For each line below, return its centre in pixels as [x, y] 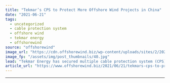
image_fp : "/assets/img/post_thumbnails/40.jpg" [57, 57]
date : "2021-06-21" [26, 15]
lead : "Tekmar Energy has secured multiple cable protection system [79, 61]
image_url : [17, 52]
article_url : [19, 66]
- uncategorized [27, 24]
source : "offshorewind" [30, 47]
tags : [11, 19]
